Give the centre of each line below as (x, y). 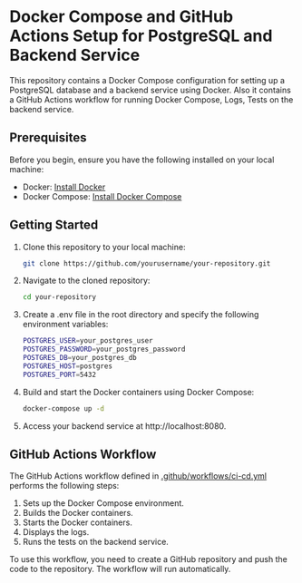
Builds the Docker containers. (78, 513)
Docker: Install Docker (64, 187)
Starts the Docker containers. (78, 522)
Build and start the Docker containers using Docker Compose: (138, 392)
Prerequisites (48, 138)
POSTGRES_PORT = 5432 (59, 374)
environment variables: (65, 325)
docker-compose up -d (63, 408)
